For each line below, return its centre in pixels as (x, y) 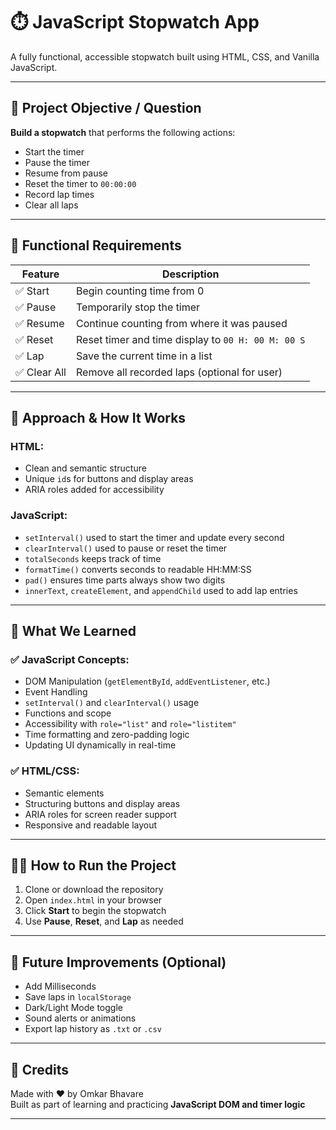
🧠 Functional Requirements (96, 245)
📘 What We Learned (73, 630)
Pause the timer (57, 162)
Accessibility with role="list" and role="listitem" (130, 724)
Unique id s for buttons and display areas (109, 479)
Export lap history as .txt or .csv (93, 1029)
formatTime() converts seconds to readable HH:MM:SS (138, 569)
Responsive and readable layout (91, 825)
